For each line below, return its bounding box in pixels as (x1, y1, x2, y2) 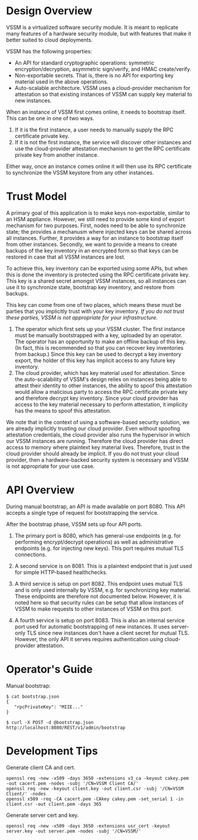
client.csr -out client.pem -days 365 (6, 801, 102, 807)
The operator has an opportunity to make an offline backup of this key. (14, 338, 187, 345)
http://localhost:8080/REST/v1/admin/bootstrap (6, 725, 126, 731)
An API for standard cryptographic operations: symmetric (14, 59, 155, 66)
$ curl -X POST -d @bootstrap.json (6, 719, 94, 725)
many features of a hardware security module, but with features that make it (6, 30, 191, 37)
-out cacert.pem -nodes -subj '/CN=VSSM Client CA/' (6, 780, 139, 786)
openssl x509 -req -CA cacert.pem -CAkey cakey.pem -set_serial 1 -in (6, 796, 184, 802)
